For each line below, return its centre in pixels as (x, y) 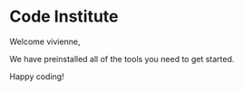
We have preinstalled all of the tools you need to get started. (122, 59)
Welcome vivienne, (45, 41)
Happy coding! (37, 76)
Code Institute (64, 17)
